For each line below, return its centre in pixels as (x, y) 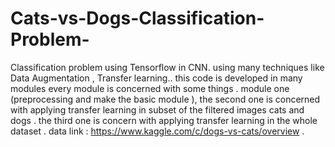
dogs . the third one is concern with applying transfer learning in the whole (164, 120)
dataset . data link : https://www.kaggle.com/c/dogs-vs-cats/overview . (157, 131)
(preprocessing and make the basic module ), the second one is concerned (165, 99)
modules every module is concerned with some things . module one (150, 88)
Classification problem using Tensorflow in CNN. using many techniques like (167, 67)
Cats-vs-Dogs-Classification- (137, 18)
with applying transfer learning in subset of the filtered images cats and (157, 109)
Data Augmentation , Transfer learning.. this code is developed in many (156, 78)
